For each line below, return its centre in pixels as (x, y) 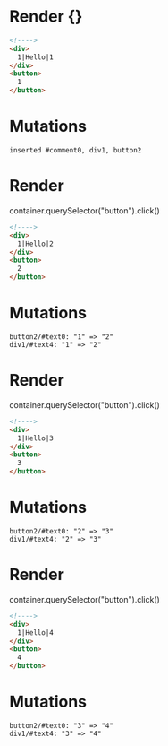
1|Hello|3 (35, 438)
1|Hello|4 (35, 633)
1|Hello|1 (35, 57)
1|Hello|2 (35, 244)
